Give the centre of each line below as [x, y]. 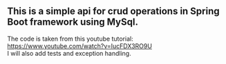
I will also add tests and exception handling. [69, 53]
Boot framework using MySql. [73, 22]
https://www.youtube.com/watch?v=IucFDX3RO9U [79, 46]
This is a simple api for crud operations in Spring [113, 11]
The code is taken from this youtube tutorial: [70, 39]
